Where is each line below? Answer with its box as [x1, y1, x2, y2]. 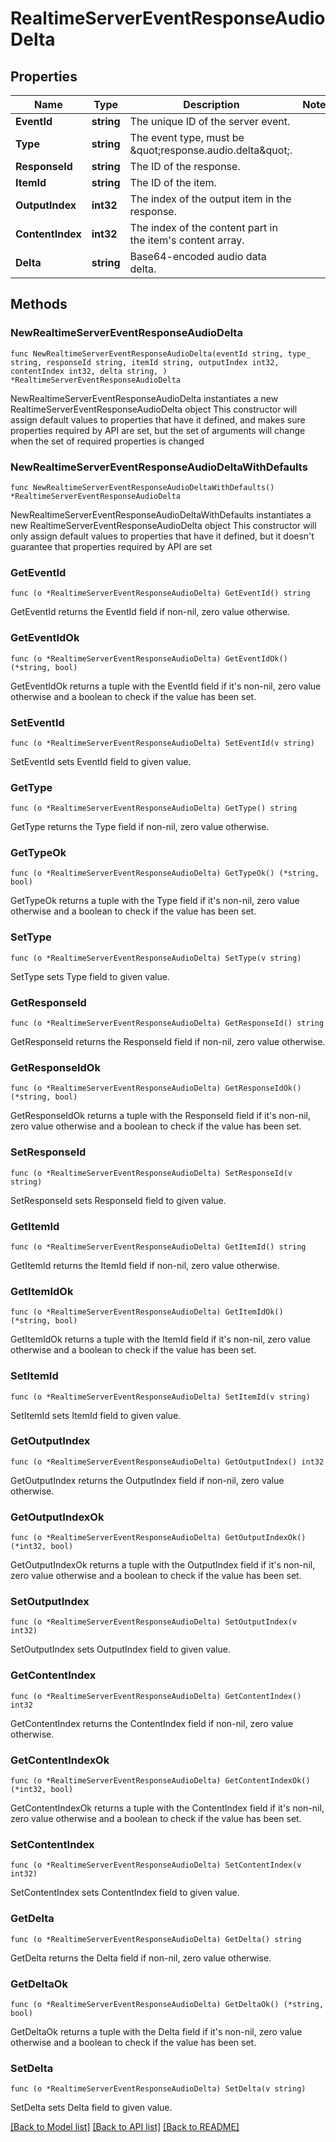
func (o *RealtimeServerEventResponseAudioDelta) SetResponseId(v [10, 1168, 293, 1178]
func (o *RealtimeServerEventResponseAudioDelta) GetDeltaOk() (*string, [10, 1999, 325, 2009]
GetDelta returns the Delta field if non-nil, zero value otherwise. [10, 1952, 272, 1964]
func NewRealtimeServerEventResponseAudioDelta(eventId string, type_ [10, 348, 311, 359]
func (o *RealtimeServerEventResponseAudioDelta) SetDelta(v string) [10, 2084, 307, 2094]
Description [183, 98, 240, 111]
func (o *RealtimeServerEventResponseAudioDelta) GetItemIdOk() [10, 1307, 284, 1317]
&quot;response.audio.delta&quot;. [129, 143, 293, 157]
